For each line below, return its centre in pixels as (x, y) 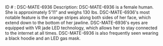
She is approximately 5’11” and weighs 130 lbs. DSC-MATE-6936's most (78, 12)
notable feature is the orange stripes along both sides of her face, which (78, 17)
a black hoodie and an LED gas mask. (43, 38)
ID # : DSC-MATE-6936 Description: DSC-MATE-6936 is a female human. (80, 7)
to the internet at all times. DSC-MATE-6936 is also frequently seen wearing (82, 33)
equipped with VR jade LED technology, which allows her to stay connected (81, 28)
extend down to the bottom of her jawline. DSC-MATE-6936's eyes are (76, 23)
